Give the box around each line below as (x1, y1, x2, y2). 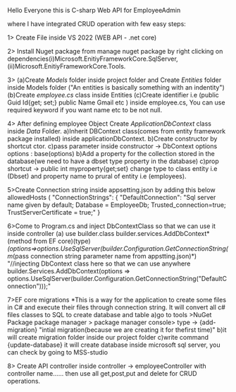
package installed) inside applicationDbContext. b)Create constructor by (7, 134, 218, 143)
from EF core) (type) (33, 237, 91, 245)
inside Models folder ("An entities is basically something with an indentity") (7, 83, 225, 91)
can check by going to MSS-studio (7, 348, 108, 356)
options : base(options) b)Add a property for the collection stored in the (7, 150, 215, 158)
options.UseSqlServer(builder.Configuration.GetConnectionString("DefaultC (7, 275, 228, 283)
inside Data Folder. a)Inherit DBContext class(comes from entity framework (7, 127, 226, 135)
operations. (7, 377, 41, 385)
